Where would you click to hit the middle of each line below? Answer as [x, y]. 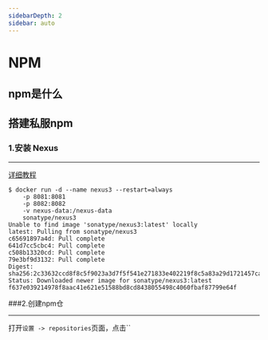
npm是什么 [35, 94]
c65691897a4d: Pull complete [57, 239]
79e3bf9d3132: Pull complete [57, 259]
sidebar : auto [32, 23]
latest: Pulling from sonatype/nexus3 [73, 231]
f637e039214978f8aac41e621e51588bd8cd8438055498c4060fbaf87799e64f [123, 287]
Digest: [21, 267]
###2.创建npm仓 [36, 303]
